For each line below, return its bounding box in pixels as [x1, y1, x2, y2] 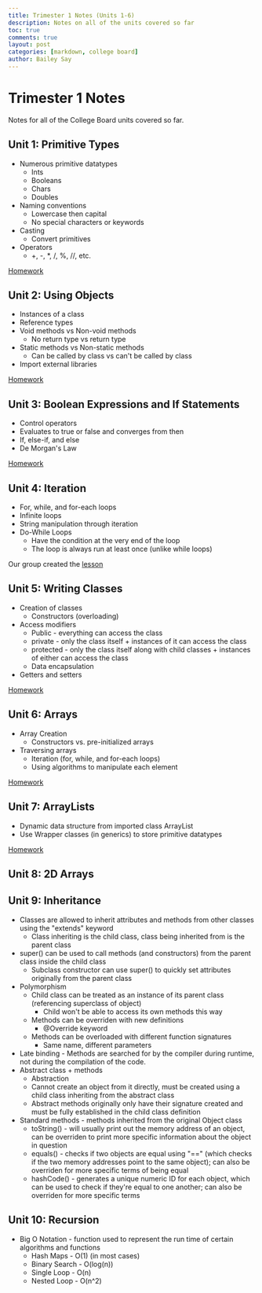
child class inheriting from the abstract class [31, 1090, 175, 1100]
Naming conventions [19, 200, 87, 210]
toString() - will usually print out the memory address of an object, [31, 1123, 246, 1133]
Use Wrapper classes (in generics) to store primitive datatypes [19, 829, 222, 839]
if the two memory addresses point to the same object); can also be [31, 1157, 251, 1166]
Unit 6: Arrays [8, 708, 78, 722]
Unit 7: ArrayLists [8, 800, 96, 814]
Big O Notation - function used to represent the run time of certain [19, 1234, 234, 1243]
